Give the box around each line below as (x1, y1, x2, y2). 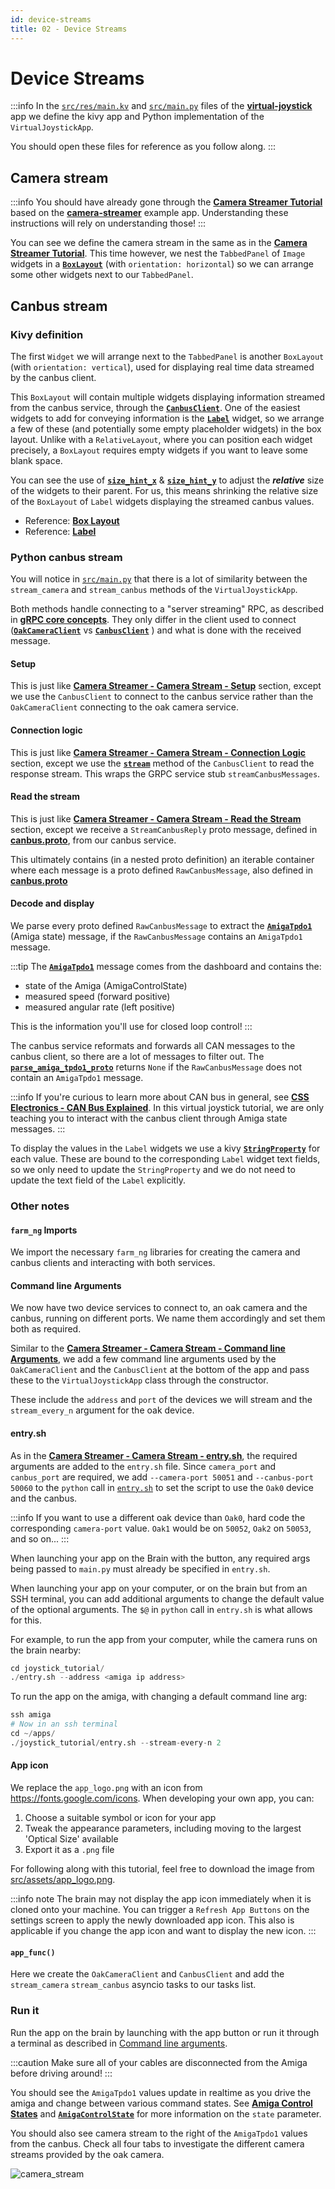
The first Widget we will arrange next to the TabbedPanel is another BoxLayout (10, 350, 325, 362)
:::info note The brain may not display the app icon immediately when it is (10, 1893, 312, 1905)
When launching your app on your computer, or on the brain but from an (10, 1582, 308, 1594)
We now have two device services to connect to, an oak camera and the (10, 1302, 308, 1314)
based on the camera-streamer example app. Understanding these (10, 207, 289, 219)
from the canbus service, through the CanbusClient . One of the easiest (10, 401, 301, 413)
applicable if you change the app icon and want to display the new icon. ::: (10, 1925, 317, 1937)
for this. (10, 1614, 43, 1626)
